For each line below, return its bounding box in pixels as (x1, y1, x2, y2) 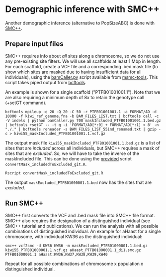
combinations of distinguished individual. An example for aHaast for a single (5, 228, 161, 234)
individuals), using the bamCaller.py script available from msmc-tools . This (5, 74, 158, 80)
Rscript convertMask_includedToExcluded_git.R (5, 170, 103, 175)
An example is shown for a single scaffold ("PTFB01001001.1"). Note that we (5, 89, 161, 95)
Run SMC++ (5, 199, 44, 208)
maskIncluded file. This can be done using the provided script (5, 155, 132, 161)
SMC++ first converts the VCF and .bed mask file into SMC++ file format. (5, 212, 155, 218)
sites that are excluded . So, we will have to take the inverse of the (5, 150, 139, 156)
